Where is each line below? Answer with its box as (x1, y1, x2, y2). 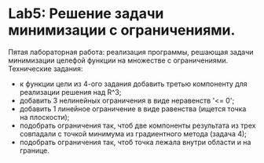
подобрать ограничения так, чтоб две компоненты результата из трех (19, 121, 256, 130)
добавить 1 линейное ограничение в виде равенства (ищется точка (19, 103, 247, 114)
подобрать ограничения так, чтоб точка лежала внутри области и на (19, 137, 251, 147)
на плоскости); (19, 112, 70, 121)
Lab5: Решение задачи (8, 5, 164, 23)
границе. (19, 146, 49, 155)
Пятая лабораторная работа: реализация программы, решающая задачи (8, 47, 254, 56)
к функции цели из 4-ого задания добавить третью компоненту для (19, 79, 247, 89)
